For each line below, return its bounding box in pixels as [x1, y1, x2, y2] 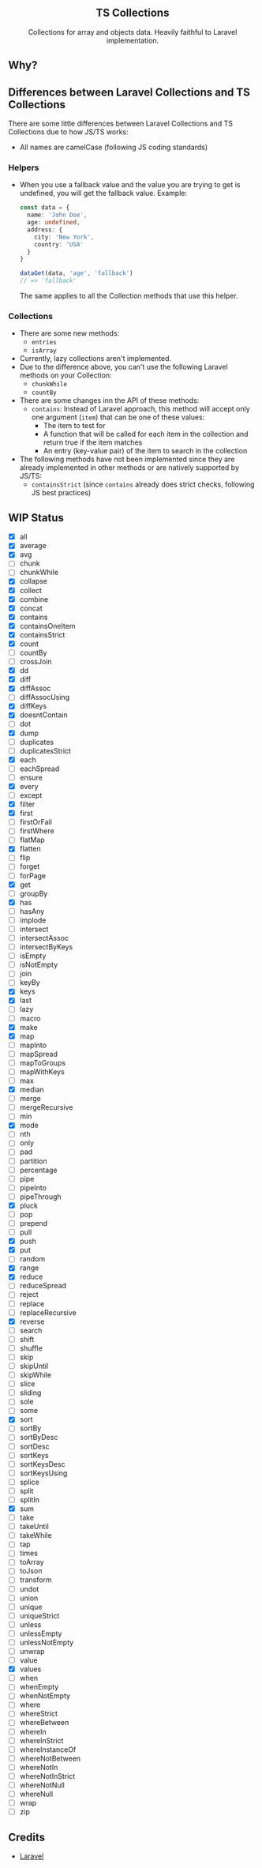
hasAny [19, 906, 45, 915]
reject [19, 1290, 39, 1299]
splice [19, 1477, 39, 1487]
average [19, 541, 47, 551]
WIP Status [8, 511, 65, 524]
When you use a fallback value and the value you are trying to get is [19, 180, 241, 190]
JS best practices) [31, 488, 92, 498]
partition [19, 1156, 47, 1166]
